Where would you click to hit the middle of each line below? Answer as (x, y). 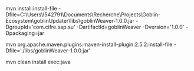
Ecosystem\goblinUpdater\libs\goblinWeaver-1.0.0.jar (70, 21)
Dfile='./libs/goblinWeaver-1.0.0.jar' (48, 51)
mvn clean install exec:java (38, 62)
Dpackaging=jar (25, 33)
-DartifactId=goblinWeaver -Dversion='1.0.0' (130, 27)
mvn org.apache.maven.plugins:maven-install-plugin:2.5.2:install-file (89, 44)
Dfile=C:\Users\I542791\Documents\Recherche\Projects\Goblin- (83, 15)
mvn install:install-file (31, 8)
